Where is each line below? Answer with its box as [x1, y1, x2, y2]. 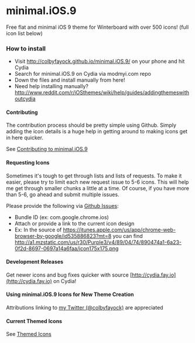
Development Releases [6, 258, 63, 265]
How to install [6, 44, 46, 52]
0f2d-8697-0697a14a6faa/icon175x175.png [14, 245, 119, 252]
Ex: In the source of [14, 226, 62, 233]
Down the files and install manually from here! [14, 76, 125, 83]
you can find [112, 232, 143, 239]
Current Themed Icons [6, 317, 63, 324]
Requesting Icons [6, 159, 50, 166]
